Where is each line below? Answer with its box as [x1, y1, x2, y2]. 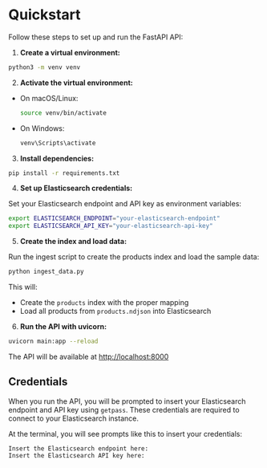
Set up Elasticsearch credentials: [19, 183, 133, 193]
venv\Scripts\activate [19, 139, 96, 147]
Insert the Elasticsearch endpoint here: [8, 444, 149, 453]
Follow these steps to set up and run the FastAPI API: [8, 32, 184, 42]
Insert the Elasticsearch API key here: [8, 451, 146, 459]
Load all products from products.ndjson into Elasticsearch [19, 307, 212, 316]
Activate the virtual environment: [19, 78, 134, 87]
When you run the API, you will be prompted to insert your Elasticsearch [8, 396, 246, 406]
